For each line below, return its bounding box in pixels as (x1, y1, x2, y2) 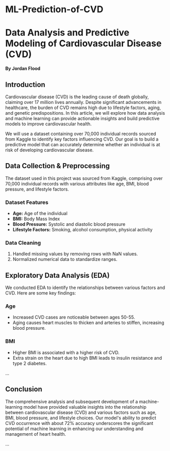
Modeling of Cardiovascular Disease (5, 38, 162, 49)
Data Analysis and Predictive (5, 27, 129, 39)
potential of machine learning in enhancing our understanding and (5, 426, 144, 432)
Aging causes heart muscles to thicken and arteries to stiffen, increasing (12, 320, 164, 326)
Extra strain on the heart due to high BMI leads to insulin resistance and (12, 355, 162, 361)
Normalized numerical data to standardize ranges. (12, 256, 118, 262)
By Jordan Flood (5, 65, 41, 72)
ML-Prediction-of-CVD (5, 4, 104, 15)
